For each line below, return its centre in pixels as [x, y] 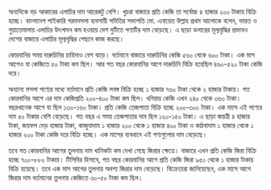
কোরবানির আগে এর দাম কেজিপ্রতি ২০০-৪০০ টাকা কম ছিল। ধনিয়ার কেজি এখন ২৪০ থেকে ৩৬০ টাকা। [125, 98]
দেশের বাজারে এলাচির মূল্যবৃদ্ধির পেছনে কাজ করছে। [67, 39]
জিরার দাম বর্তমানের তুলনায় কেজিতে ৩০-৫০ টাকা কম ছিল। [76, 178]
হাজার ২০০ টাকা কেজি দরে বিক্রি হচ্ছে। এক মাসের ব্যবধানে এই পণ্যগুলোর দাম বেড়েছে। [108, 134]
